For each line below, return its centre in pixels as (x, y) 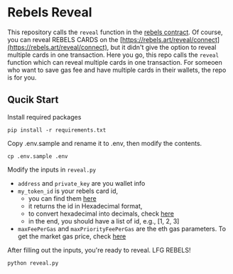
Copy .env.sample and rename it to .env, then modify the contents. (105, 143)
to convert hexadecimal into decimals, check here (101, 214)
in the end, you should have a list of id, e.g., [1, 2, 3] (104, 221)
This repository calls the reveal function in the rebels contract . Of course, (115, 32)
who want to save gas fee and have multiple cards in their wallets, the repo (117, 70)
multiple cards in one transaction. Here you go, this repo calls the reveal (113, 55)
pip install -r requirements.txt (57, 130)
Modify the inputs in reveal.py (52, 169)
